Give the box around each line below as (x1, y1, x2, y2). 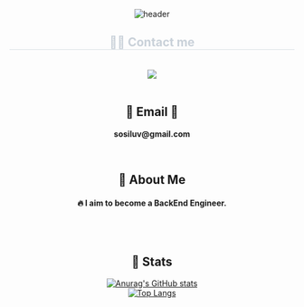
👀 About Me (118, 172, 186, 187)
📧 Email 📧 (125, 104, 179, 120)
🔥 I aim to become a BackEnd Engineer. (77, 197, 227, 208)
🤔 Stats (131, 254, 173, 269)
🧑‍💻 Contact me (109, 34, 195, 50)
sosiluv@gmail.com (113, 128, 191, 139)
